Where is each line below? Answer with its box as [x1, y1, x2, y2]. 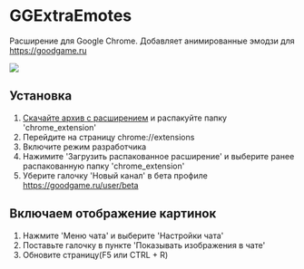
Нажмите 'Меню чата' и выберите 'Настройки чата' [22, 230, 224, 241]
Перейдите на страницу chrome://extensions [22, 131, 195, 142]
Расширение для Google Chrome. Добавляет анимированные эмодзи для [9, 35, 295, 46]
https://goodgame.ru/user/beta [22, 179, 139, 190]
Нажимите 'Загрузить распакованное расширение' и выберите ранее [22, 150, 295, 161]
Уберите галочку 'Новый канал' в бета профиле [22, 169, 209, 181]
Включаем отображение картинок [9, 206, 217, 222]
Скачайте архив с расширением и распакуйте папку [22, 112, 228, 123]
